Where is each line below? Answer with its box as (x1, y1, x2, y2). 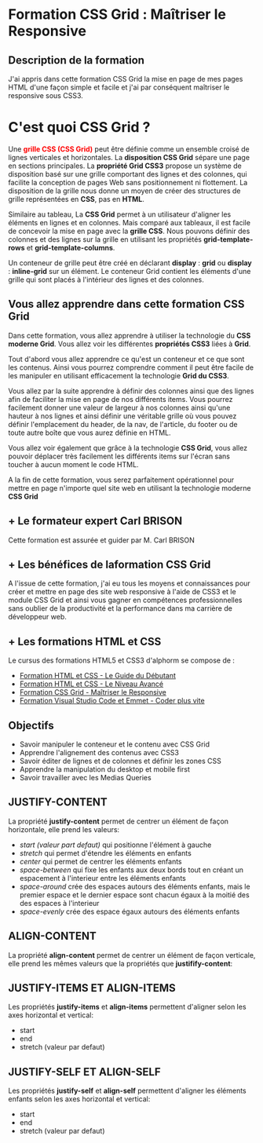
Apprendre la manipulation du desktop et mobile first (19, 765, 190, 774)
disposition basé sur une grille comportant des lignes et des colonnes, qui (8, 169, 247, 178)
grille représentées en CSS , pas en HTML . (8, 194, 145, 203)
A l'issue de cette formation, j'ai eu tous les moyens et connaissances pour (8, 579, 251, 588)
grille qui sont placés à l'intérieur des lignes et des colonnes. (8, 275, 204, 284)
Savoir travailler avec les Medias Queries (19, 773, 152, 782)
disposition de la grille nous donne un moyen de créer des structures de (8, 186, 241, 195)
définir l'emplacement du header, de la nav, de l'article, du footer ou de (8, 419, 238, 429)
